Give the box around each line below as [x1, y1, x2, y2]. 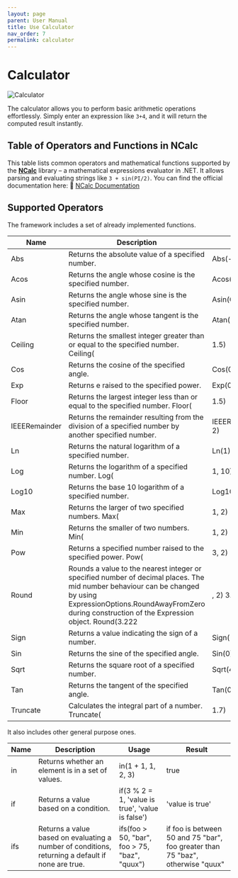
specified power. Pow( [68, 552, 144, 561]
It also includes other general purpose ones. [7, 727, 137, 736]
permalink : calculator [7, 37, 74, 44]
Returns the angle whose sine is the [68, 290, 187, 300]
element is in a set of [38, 765, 108, 775]
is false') [119, 812, 147, 822]
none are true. [38, 859, 85, 869]
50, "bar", [119, 833, 152, 843]
